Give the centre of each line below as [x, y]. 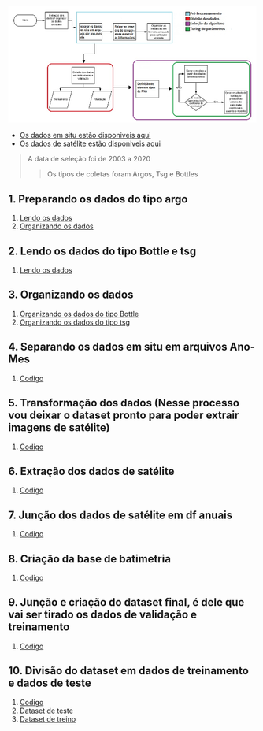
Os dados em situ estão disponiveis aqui [85, 135]
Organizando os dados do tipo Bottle [79, 314]
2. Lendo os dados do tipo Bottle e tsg [102, 251]
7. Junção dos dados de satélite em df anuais [120, 515]
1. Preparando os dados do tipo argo [98, 199]
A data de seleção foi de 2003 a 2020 [89, 159]
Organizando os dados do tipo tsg [75, 322]
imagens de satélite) [59, 428]
